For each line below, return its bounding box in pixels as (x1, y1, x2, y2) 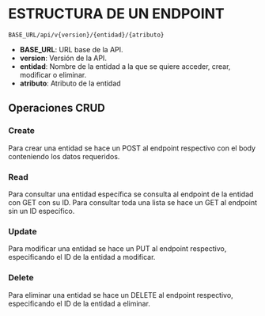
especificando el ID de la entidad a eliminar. (8, 299, 150, 308)
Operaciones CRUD (8, 101, 105, 115)
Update (8, 226, 37, 237)
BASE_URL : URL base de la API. (19, 44, 124, 54)
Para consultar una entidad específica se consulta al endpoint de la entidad (8, 189, 254, 199)
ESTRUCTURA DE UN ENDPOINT (8, 5, 225, 23)
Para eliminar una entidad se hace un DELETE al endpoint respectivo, (8, 290, 233, 299)
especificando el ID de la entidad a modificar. (8, 253, 156, 262)
